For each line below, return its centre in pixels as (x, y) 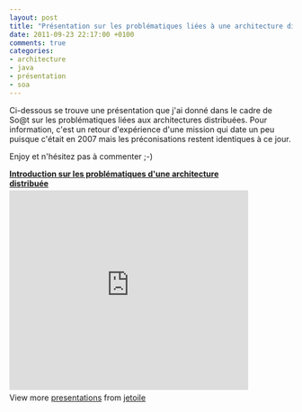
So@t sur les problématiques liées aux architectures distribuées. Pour (138, 120)
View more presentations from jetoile (78, 398)
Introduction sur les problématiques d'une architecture (114, 174)
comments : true (38, 43)
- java (22, 68)
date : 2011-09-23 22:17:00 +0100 (72, 34)
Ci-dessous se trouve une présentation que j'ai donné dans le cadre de (141, 110)
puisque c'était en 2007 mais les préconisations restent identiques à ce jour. (150, 139)
